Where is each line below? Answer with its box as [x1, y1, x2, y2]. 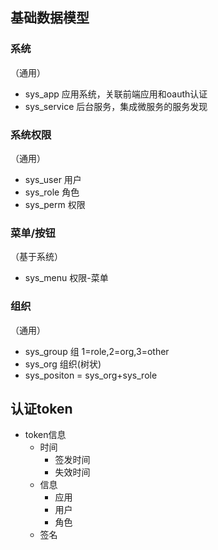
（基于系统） [10, 251, 63, 263]
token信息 [24, 429, 67, 441]
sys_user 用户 [24, 173, 82, 185]
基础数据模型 [10, 9, 90, 27]
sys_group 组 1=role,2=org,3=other [24, 345, 170, 357]
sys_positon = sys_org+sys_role [24, 369, 158, 381]
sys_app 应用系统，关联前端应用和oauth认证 [24, 88, 208, 100]
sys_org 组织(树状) [24, 358, 102, 370]
